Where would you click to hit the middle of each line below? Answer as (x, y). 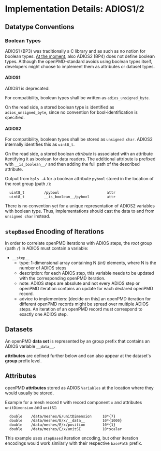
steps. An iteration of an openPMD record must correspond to (81, 309)
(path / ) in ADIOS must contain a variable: (47, 249)
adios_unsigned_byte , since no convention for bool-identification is (71, 112)
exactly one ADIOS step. (44, 314)
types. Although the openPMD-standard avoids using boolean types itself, (79, 61)
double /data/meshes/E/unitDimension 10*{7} (63, 416)
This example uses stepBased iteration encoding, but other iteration (72, 438)
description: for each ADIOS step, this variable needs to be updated (87, 273)
